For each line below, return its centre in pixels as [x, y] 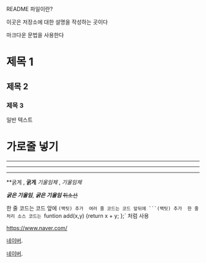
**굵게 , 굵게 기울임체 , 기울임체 [44, 182]
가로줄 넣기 [32, 147]
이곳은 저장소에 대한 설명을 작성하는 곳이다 [57, 22]
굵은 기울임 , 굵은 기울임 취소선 [42, 195]
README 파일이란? [30, 9]
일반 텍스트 [20, 120]
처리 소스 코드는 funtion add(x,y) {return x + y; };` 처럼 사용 [78, 215]
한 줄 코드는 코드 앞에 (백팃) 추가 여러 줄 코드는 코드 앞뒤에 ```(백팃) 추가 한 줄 [103, 208]
